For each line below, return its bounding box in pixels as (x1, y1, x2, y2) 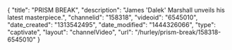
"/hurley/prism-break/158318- (135, 28, 221, 36)
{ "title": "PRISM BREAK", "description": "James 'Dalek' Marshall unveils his (7, 6, 226, 14)
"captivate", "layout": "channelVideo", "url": (7, 28, 134, 36)
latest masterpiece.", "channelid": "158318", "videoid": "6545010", (7, 13, 198, 22)
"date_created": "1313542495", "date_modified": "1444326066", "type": (7, 21, 216, 28)
